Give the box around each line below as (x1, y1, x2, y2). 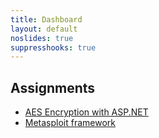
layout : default (10, 24, 78, 34)
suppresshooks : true (10, 42, 97, 53)
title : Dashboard (10, 14, 83, 25)
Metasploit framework (24, 117, 117, 129)
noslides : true (10, 33, 74, 43)
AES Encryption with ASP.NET (24, 106, 149, 118)
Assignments (10, 79, 96, 96)
